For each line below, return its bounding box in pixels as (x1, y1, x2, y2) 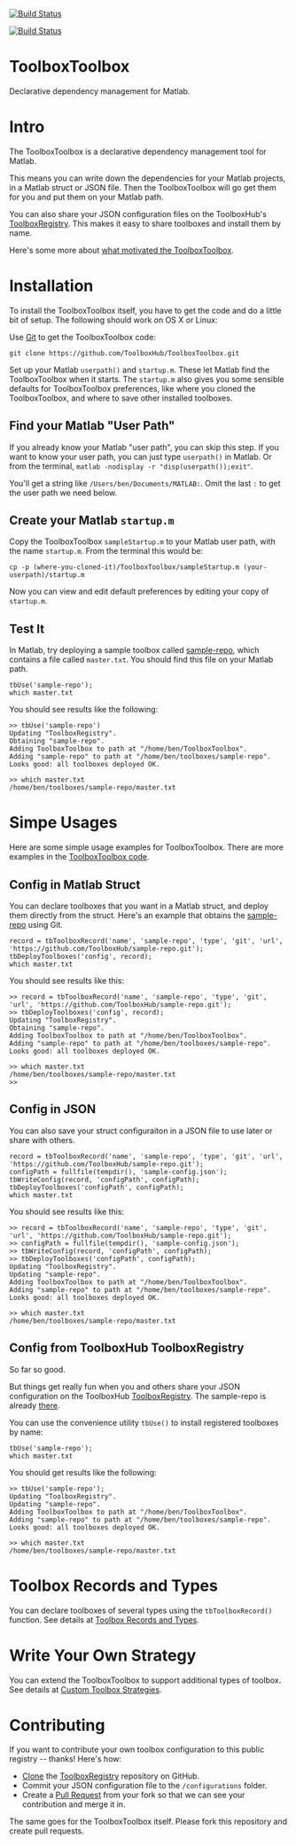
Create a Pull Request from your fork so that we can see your (21, 1790, 245, 1801)
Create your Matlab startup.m (9, 513, 175, 528)
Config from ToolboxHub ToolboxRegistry (9, 1341, 245, 1356)
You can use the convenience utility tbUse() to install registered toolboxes (9, 1417, 279, 1428)
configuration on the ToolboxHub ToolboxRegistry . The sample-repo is (9, 1390, 267, 1401)
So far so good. (9, 1364, 66, 1374)
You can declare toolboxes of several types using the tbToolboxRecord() (9, 1605, 273, 1615)
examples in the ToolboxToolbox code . (9, 852, 150, 862)
